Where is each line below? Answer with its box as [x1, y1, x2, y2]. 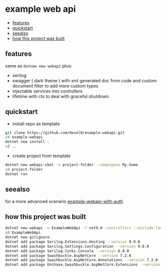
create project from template [12, 153, 71, 159]
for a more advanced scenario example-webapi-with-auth [5, 198, 124, 204]
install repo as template [12, 121, 60, 127]
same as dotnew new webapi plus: [5, 63, 73, 68]
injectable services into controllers [12, 88, 83, 94]
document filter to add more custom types [12, 83, 99, 89]
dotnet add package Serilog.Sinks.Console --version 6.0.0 [5, 248, 129, 253]
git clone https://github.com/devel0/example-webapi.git [5, 130, 125, 135]
